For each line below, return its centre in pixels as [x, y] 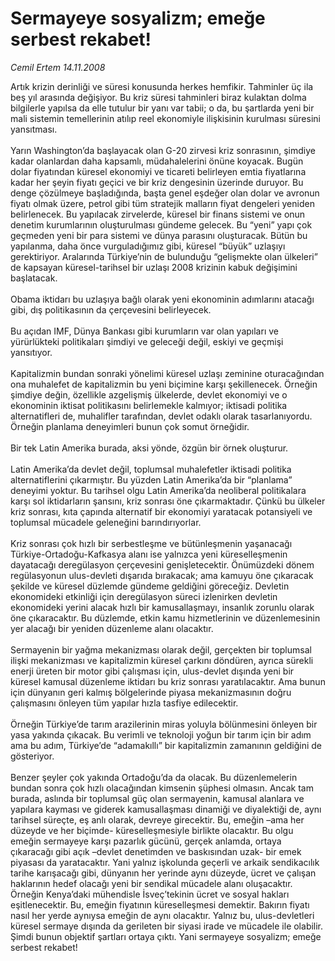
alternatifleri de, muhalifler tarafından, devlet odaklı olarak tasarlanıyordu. [161, 416]
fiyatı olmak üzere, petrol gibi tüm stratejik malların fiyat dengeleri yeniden [162, 203]
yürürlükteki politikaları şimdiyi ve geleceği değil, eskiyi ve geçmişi [147, 341]
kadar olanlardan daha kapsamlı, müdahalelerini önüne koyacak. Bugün [157, 161]
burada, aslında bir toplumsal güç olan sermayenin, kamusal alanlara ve [157, 798]
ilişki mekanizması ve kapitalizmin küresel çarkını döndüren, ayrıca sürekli [162, 660]
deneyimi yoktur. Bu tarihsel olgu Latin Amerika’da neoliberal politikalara [158, 490]
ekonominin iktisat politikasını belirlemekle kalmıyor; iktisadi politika [149, 405]
